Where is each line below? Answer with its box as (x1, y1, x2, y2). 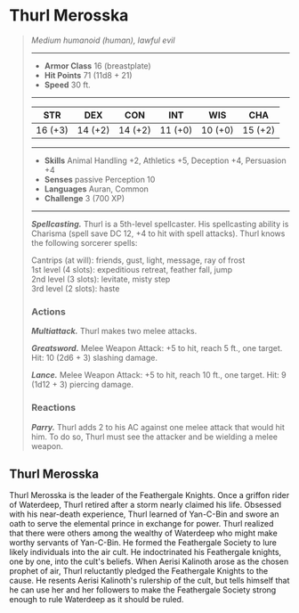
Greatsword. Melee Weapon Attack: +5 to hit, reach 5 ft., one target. (30, 343, 283, 354)
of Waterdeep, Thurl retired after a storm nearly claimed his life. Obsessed (9, 500, 282, 511)
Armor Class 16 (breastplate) (44, 60, 151, 71)
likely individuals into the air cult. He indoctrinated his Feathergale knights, (9, 547, 282, 558)
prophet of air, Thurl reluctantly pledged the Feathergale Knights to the (9, 566, 269, 576)
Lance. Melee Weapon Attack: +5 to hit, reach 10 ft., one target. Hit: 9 (30, 370, 287, 380)
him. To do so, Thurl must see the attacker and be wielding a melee (30, 431, 279, 442)
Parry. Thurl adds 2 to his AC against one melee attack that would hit (30, 421, 285, 432)
